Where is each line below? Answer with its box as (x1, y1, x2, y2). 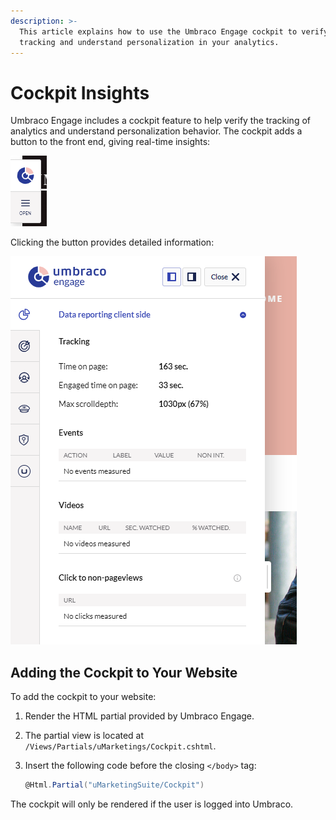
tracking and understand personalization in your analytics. (19, 37, 280, 47)
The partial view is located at (24, 730, 145, 742)
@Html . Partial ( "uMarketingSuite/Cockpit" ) (24, 780, 205, 790)
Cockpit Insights (10, 81, 150, 104)
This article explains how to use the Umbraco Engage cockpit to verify (19, 26, 329, 37)
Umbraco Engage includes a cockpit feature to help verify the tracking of (10, 115, 311, 127)
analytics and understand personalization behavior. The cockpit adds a (10, 125, 303, 137)
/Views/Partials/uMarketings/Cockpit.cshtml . (24, 740, 217, 752)
